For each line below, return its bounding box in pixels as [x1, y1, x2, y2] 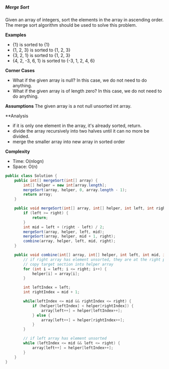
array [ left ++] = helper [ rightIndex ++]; [41, 318, 125, 323]
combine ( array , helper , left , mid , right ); [23, 238, 116, 244]
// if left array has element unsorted [23, 336, 107, 341]
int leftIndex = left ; [23, 285, 71, 290]
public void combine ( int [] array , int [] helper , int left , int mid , [14, 253, 161, 258]
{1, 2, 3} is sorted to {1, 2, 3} [12, 47, 71, 53]
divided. [12, 133, 30, 139]
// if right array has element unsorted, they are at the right [23, 257, 161, 262]
